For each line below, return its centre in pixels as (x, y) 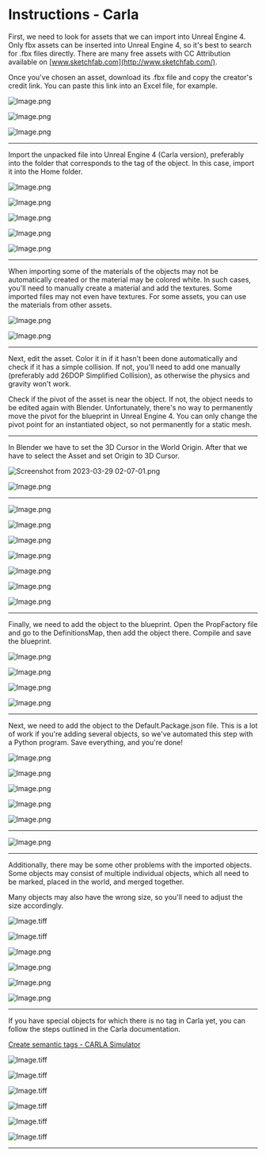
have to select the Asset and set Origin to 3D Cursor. (94, 455)
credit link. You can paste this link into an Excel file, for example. (113, 86)
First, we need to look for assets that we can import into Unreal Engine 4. (127, 37)
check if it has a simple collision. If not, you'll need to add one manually (124, 367)
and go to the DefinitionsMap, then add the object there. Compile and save (130, 632)
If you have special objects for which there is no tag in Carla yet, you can (127, 1021)
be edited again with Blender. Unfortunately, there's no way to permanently (131, 407)
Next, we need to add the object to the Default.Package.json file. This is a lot (133, 725)
